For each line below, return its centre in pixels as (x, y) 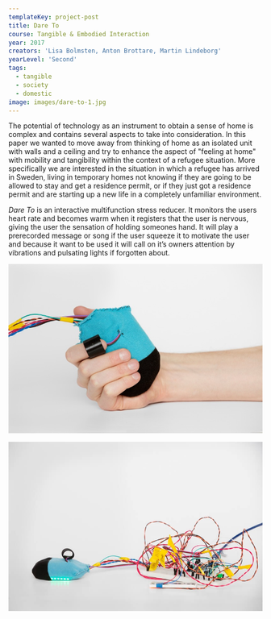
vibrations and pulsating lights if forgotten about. (90, 253)
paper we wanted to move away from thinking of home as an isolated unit (130, 143)
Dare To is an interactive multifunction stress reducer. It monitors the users (133, 210)
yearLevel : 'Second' (43, 60)
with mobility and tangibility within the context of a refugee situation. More (132, 160)
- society (32, 85)
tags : (17, 69)
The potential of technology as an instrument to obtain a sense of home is (131, 126)
